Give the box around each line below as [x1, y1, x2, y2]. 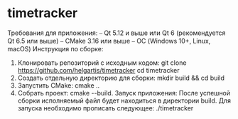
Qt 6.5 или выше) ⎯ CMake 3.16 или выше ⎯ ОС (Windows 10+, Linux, [7, 36, 211, 45]
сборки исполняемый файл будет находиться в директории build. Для [17, 96, 231, 105]
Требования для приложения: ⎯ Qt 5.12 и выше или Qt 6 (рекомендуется [7, 29, 226, 37]
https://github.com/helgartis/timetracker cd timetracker [17, 66, 180, 74]
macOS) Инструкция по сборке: [7, 44, 104, 53]
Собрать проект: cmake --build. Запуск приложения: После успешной [17, 88, 231, 97]
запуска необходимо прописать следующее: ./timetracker [17, 103, 194, 112]
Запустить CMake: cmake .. [17, 81, 100, 90]
